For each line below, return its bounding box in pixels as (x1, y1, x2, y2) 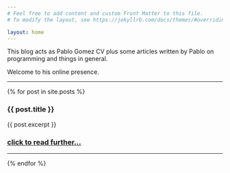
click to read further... (7, 137, 81, 147)
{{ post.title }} (7, 105, 55, 114)
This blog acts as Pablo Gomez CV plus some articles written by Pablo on (7, 47, 214, 55)
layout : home (7, 29, 44, 36)
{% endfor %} (7, 159, 47, 168)
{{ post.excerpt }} (7, 120, 57, 129)
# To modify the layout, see (7, 16, 90, 23)
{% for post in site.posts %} (7, 88, 86, 96)
